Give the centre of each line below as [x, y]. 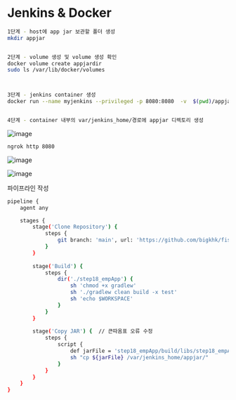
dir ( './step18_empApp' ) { [95, 279]
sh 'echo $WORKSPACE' [101, 299]
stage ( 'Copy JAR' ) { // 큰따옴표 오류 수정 [93, 331]
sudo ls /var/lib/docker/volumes [56, 70]
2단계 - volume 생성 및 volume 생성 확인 [62, 57]
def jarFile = [91, 351]
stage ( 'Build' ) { [58, 266]
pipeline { [23, 201]
